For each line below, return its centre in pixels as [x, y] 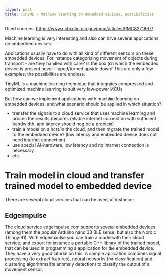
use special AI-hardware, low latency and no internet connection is [81, 145]
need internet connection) [39, 140]
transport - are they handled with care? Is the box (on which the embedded [82, 63]
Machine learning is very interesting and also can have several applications [82, 38]
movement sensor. [24, 269]
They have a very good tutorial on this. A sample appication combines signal [83, 254]
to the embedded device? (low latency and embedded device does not [84, 134]
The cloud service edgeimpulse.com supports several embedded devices [80, 227]
